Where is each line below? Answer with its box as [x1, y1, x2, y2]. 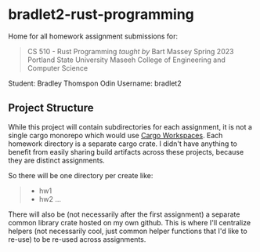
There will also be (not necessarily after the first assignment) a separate [8, 210, 240, 219]
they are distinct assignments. [8, 155, 106, 165]
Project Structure [8, 101, 94, 115]
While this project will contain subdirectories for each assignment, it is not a [8, 122, 253, 131]
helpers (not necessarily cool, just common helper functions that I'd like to [8, 226, 248, 236]
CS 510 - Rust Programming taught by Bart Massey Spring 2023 [27, 46, 234, 56]
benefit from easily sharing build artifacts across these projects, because [8, 147, 244, 156]
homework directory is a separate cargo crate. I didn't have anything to [8, 139, 237, 148]
